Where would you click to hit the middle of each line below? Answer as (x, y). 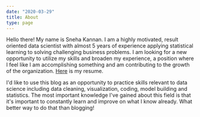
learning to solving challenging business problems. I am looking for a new (96, 52)
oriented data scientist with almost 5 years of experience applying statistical (100, 46)
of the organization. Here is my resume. (55, 71)
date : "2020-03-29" (30, 12)
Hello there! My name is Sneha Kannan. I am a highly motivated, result (92, 40)
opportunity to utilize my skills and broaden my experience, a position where (100, 58)
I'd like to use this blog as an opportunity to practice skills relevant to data (97, 83)
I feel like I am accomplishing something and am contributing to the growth (98, 65)
